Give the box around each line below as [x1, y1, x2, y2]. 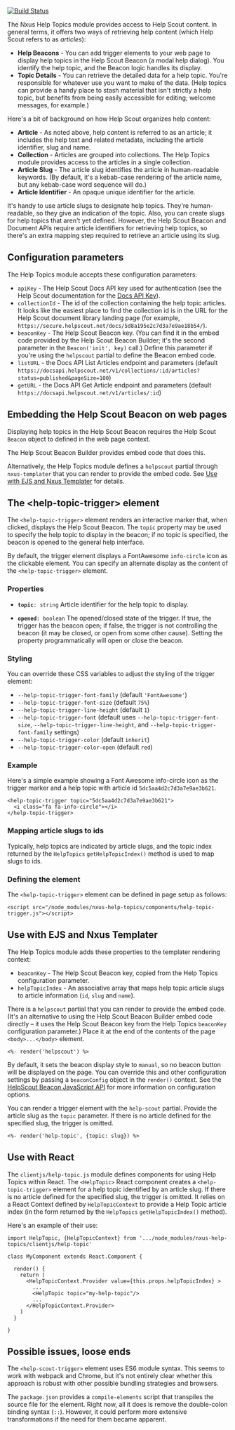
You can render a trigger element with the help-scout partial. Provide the [7, 1104, 217, 1112]
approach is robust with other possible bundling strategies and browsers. [7, 1379, 219, 1388]
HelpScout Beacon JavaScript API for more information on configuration [7, 1083, 216, 1091]
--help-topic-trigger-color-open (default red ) [17, 743, 153, 751]
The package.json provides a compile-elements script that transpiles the [7, 1393, 214, 1401]
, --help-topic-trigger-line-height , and [30, 720, 149, 729]
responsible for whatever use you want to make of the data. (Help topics [17, 79, 227, 87]
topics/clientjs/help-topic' [7, 1240, 93, 1247]
